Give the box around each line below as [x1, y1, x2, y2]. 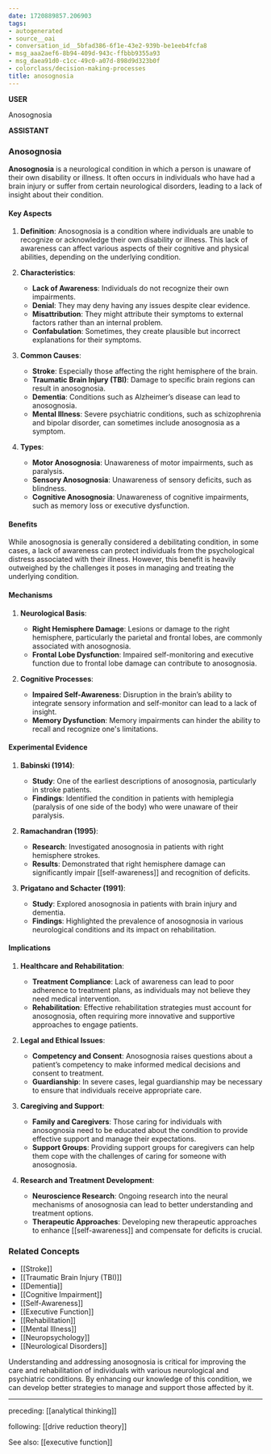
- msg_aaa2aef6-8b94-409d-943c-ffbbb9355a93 [8, 49, 161, 57]
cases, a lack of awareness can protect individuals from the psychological [8, 546, 255, 556]
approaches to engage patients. [31, 1020, 139, 1029]
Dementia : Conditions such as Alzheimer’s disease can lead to [31, 392, 240, 402]
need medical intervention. [31, 994, 121, 1004]
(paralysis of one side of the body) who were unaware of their [31, 801, 239, 811]
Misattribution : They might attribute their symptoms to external [31, 309, 244, 319]
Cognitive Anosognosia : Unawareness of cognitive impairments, [31, 492, 249, 502]
